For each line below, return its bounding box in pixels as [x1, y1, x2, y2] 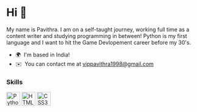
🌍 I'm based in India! [15, 51, 70, 58]
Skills [6, 78, 23, 86]
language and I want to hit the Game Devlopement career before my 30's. [6, 39, 192, 46]
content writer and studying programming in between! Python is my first [6, 32, 187, 39]
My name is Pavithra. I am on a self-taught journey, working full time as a [6, 26, 190, 33]
